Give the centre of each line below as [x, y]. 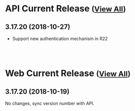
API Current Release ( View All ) [66, 9]
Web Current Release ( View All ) [68, 73]
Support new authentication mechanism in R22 [60, 38]
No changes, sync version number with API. [50, 103]
